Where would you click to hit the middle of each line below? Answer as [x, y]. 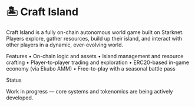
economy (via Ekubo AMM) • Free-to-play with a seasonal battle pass [91, 68]
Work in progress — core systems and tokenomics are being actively [90, 91]
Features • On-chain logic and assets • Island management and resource [95, 56]
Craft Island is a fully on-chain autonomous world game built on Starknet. [95, 32]
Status [14, 80]
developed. [20, 98]
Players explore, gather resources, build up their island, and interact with [94, 38]
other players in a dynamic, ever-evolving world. [65, 45]
